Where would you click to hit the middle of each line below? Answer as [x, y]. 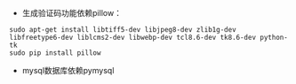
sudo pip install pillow [55, 53]
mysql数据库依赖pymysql [68, 70]
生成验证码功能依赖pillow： [72, 13]
